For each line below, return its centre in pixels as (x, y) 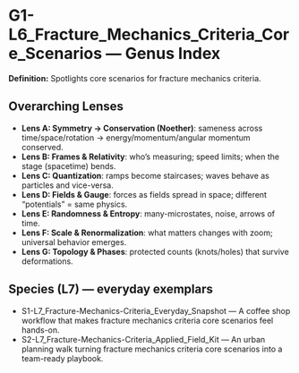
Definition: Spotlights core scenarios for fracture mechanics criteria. (135, 78)
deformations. (47, 261)
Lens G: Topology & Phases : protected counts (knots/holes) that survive (155, 251)
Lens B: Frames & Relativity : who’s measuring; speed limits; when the (150, 157)
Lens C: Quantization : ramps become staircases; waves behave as (145, 175)
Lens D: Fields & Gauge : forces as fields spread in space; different (144, 194)
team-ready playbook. (62, 358)
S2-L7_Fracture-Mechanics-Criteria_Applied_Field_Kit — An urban (143, 339)
